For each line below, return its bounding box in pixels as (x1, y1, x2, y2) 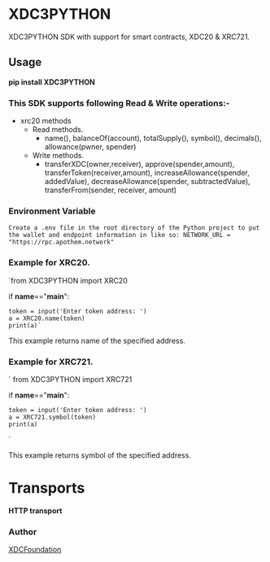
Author (8, 526, 37, 538)
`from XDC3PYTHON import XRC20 (8, 275, 128, 285)
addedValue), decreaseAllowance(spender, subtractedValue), (44, 177, 250, 187)
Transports (8, 479, 85, 498)
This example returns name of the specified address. (8, 336, 185, 345)
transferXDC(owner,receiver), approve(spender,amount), (44, 160, 235, 169)
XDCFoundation (8, 545, 62, 555)
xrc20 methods (20, 116, 72, 126)
